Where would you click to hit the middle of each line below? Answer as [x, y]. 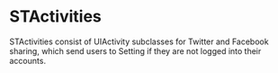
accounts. [28, 60]
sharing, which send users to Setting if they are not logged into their [135, 50]
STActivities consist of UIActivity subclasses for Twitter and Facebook [139, 41]
